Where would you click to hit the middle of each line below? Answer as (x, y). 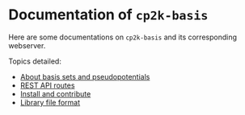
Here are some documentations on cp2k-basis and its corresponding (122, 37)
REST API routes (47, 85)
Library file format (50, 102)
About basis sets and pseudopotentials (85, 76)
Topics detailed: (35, 61)
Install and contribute (55, 93)
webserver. (27, 45)
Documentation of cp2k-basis (108, 15)
